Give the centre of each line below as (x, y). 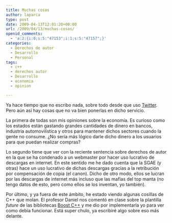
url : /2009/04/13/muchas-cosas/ (40, 29)
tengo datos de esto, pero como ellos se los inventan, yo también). (76, 184)
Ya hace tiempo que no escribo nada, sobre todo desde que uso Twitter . (82, 105)
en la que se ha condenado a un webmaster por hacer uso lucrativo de (80, 157)
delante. (14, 216)
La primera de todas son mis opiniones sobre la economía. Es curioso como (85, 120)
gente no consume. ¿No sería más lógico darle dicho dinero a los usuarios (84, 136)
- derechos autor (29, 72)
